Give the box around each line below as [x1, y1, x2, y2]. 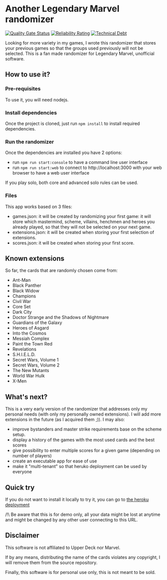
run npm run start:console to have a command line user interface [12, 159, 148, 165]
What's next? [5, 392, 48, 401]
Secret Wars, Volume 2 [12, 362, 60, 368]
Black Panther [12, 282, 41, 288]
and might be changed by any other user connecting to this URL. [5, 516, 138, 522]
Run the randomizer [5, 138, 54, 145]
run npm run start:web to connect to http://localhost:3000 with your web [12, 164, 162, 170]
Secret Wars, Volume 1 [12, 357, 59, 363]
